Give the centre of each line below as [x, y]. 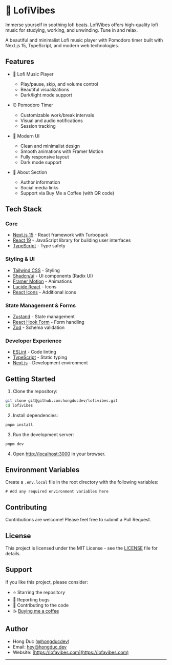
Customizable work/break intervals [57, 115]
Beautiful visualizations [45, 89]
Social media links [39, 187]
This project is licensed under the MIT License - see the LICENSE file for [81, 548]
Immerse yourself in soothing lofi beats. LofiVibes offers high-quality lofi [82, 25]
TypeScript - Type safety [39, 246]
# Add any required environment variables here [57, 492]
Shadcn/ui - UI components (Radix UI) [53, 276]
